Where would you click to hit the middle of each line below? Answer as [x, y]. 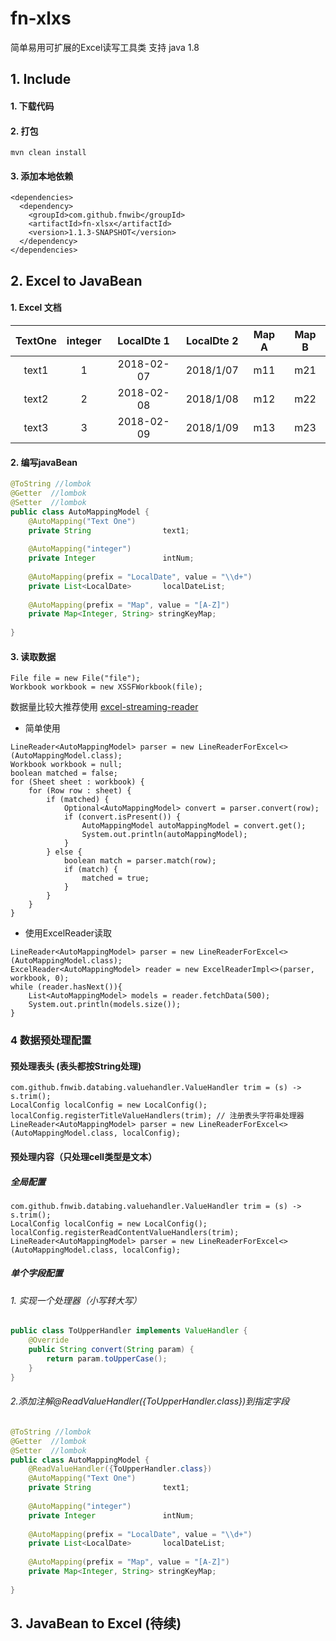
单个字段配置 [36, 1273]
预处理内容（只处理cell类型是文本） [84, 1156]
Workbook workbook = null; [66, 765]
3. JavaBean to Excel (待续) [96, 1623]
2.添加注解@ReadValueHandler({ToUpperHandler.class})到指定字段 [150, 1401]
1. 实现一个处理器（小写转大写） [76, 1300]
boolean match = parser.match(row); [140, 861]
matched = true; [115, 878]
